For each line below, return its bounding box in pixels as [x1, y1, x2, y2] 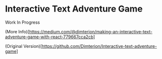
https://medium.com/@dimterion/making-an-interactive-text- [29, 29, 153, 34]
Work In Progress [5, 19, 40, 25]
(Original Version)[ [5, 43, 43, 49]
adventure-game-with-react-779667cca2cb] [5, 34, 95, 40]
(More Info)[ [5, 29, 29, 34]
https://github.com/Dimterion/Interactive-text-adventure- [42, 43, 157, 49]
